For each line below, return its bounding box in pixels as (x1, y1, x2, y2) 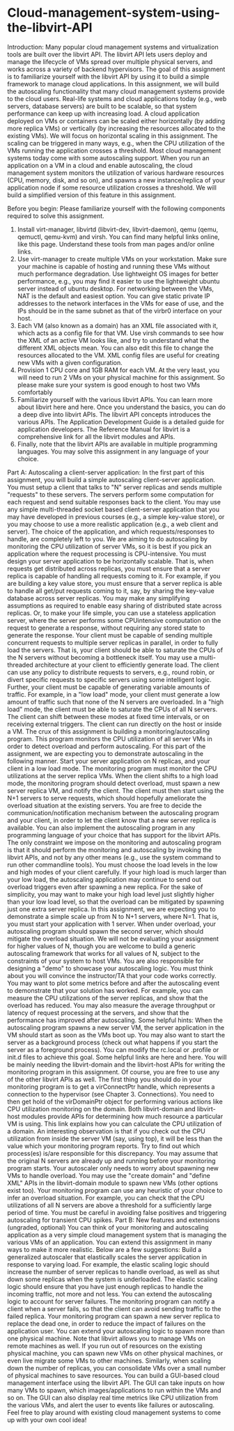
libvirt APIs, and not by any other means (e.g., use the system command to (7, 853, 221, 861)
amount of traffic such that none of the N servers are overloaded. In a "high (7, 697, 224, 706)
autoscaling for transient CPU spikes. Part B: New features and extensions (7, 1216, 221, 1224)
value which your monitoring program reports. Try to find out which (7, 1141, 201, 1150)
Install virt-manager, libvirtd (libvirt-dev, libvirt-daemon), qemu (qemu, (17, 225, 219, 233)
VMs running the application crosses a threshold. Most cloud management (7, 146, 221, 155)
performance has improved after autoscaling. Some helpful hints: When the (7, 1016, 223, 1024)
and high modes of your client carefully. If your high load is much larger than (7, 867, 227, 876)
